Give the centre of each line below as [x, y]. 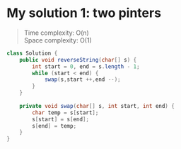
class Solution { [32, 53]
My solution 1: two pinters [84, 13]
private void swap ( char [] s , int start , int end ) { [97, 106]
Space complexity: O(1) [58, 40]
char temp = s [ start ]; [65, 112]
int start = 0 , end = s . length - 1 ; [86, 66]
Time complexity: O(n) [56, 33]
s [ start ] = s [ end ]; [61, 119]
